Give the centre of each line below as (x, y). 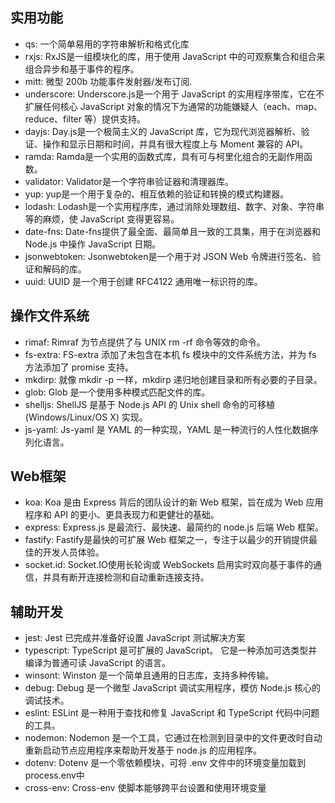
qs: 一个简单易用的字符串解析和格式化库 (107, 44)
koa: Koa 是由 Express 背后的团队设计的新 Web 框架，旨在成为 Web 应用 (174, 502)
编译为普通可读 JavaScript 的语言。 (97, 663)
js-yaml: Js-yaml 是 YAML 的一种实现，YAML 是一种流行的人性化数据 (167, 429)
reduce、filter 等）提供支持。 (85, 119)
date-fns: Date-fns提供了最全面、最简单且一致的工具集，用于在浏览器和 (172, 231)
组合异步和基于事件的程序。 (82, 69)
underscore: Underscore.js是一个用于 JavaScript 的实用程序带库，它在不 (174, 94)
